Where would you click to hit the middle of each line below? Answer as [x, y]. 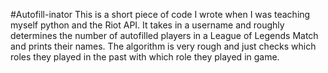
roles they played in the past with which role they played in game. [145, 57]
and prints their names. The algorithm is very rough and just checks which [163, 46]
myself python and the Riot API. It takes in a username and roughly [147, 25]
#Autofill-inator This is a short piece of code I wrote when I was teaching [160, 14]
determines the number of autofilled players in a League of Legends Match [164, 35]
